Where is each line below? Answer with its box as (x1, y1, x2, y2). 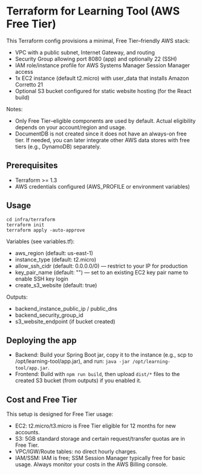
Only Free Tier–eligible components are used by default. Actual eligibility (15, 117, 196, 125)
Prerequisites (6, 160, 58, 170)
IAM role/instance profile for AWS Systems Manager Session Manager (15, 62, 191, 69)
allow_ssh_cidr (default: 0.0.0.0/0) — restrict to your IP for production (15, 262, 188, 270)
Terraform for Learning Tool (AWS (6, 4, 180, 18)
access (15, 68, 33, 75)
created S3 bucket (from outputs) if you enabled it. (15, 377, 142, 385)
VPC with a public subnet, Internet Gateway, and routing (15, 48, 155, 56)
